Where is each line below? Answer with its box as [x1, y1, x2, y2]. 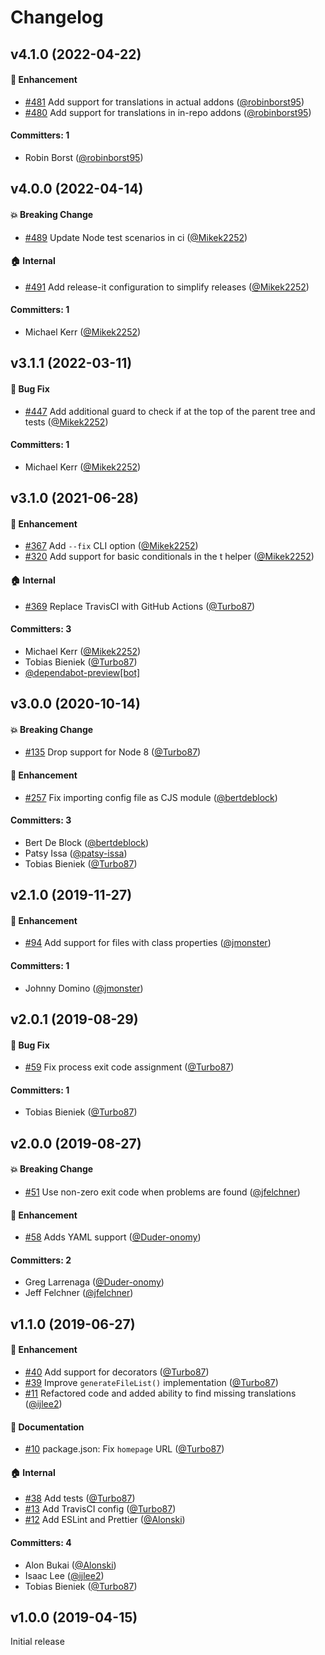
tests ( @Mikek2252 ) [24, 416, 109, 428]
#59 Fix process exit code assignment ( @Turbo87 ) [24, 1061, 235, 1073]
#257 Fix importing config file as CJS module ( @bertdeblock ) [24, 791, 278, 803]
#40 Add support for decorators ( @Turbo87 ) [24, 1366, 210, 1378]
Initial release [10, 1636, 65, 1648]
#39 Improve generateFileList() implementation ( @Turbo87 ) [24, 1376, 279, 1388]
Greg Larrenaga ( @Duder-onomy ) [24, 1276, 165, 1288]
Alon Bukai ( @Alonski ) [24, 1559, 117, 1571]
